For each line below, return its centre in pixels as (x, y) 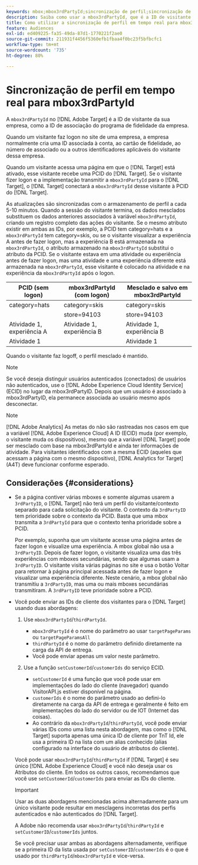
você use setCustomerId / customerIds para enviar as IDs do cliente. (95, 779)
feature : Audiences (30, 28)
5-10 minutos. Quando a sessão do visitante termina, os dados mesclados (96, 210)
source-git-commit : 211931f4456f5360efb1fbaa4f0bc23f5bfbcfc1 (84, 39)
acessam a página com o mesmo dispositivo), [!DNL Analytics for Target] (95, 458)
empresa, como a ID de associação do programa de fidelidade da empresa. (98, 125)
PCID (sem (34, 288)
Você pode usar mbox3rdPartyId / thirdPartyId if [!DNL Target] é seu (97, 760)
